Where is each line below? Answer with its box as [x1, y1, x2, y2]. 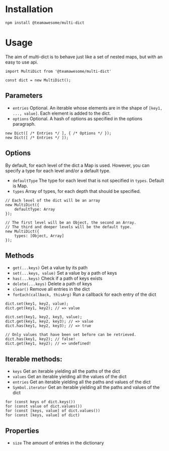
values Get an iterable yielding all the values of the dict [12, 374, 127, 380]
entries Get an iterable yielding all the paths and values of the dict [12, 379, 151, 385]
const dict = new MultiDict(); [5, 77, 71, 83]
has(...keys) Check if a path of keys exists [12, 275, 102, 281]
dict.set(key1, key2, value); [5, 302, 69, 307]
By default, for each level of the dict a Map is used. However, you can [5, 162, 150, 168]
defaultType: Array [14, 207, 55, 212]
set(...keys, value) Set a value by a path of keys [12, 270, 117, 276]
